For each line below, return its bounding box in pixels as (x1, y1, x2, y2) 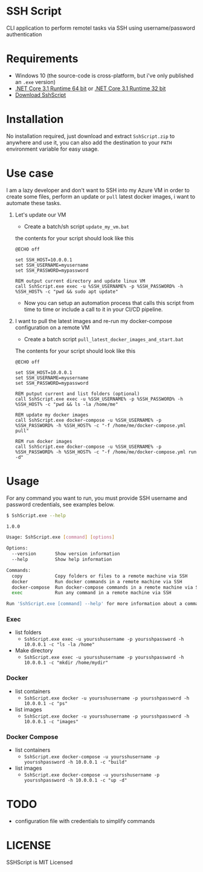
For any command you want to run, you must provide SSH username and (6, 494, 187, 502)
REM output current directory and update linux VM (14, 278, 146, 284)
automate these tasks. (6, 199, 62, 206)
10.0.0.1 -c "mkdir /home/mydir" (24, 660, 109, 666)
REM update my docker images (14, 411, 89, 418)
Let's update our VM (14, 211, 66, 218)
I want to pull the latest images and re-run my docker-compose (14, 317, 172, 324)
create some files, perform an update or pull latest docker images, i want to (6, 192, 195, 200)
